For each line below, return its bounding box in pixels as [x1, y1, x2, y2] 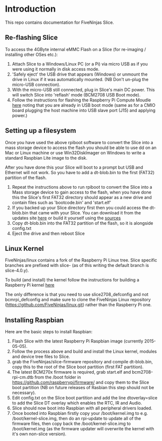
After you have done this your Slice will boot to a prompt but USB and [5, 164, 144, 170]
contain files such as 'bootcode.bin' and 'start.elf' [12, 199, 111, 205]
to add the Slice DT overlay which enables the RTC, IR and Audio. [12, 400, 142, 406]
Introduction [5, 3, 56, 15]
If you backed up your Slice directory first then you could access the [12, 205, 149, 211]
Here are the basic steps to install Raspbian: [5, 329, 93, 335]
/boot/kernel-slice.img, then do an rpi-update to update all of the [12, 416, 141, 422]
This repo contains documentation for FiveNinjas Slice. [5, 19, 114, 25]
